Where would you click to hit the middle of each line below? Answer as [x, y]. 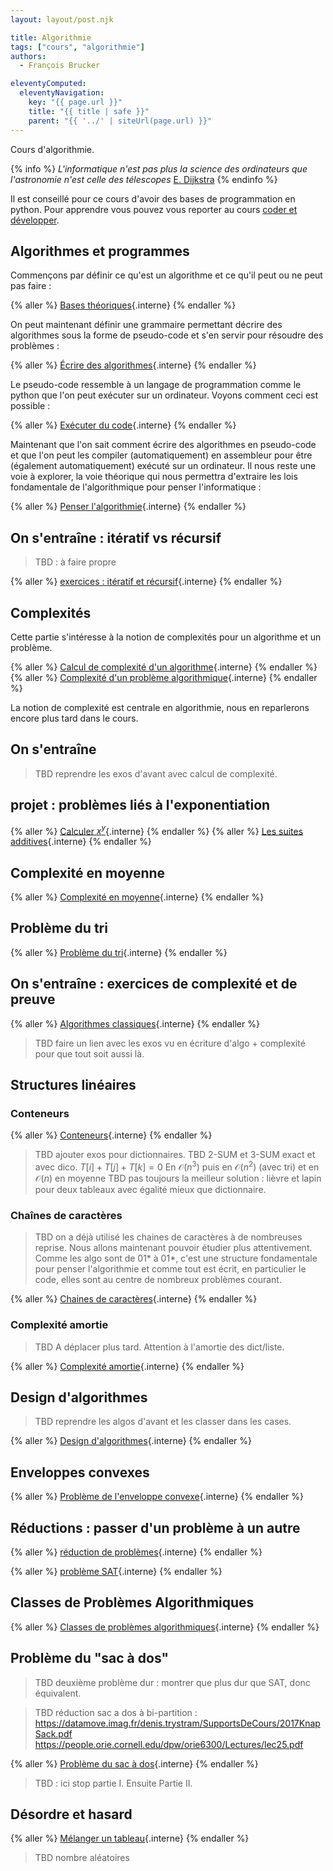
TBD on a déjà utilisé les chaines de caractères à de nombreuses [168, 1237]
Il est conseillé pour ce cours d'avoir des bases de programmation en [153, 198]
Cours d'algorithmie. [52, 149]
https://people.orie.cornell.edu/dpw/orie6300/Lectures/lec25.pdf [169, 1744]
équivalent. [58, 1693]
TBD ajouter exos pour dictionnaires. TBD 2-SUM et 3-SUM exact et [175, 1155]
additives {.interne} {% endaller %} [81, 842]
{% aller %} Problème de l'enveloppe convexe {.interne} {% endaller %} [157, 1497]
